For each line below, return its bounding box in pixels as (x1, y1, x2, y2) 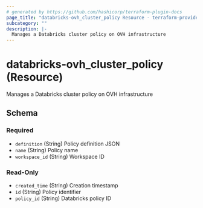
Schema (6, 108, 38, 118)
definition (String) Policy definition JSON (14, 140, 120, 147)
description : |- (6, 25, 47, 32)
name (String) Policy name (14, 146, 79, 153)
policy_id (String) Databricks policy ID (14, 195, 112, 202)
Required (6, 126, 34, 135)
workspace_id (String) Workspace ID (14, 153, 105, 160)
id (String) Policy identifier (14, 189, 82, 196)
